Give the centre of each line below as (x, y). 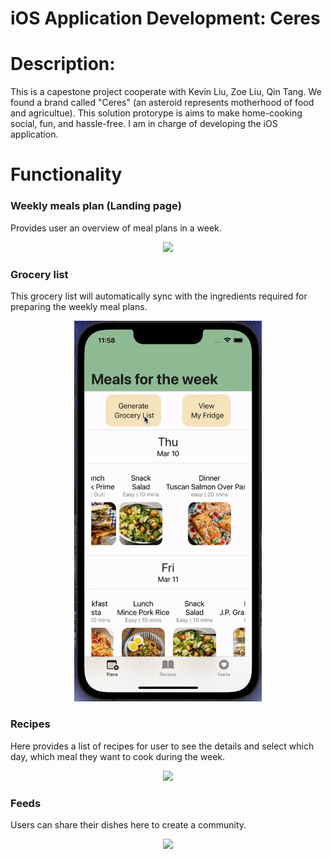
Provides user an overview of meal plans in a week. (116, 228)
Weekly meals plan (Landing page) (96, 206)
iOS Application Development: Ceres (165, 18)
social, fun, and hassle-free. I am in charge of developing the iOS (144, 124)
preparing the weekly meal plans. (79, 306)
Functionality (66, 174)
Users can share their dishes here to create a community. (128, 825)
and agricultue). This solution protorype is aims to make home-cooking (156, 113)
